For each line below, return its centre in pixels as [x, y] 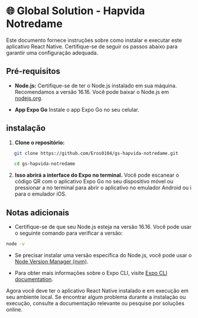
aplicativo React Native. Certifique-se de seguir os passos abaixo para [92, 46]
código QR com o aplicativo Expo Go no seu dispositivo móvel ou [94, 181]
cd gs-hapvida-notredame [45, 164]
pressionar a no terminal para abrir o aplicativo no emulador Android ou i [103, 188]
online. [14, 309]
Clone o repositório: [40, 142]
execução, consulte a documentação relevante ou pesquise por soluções [95, 303]
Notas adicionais [38, 212]
